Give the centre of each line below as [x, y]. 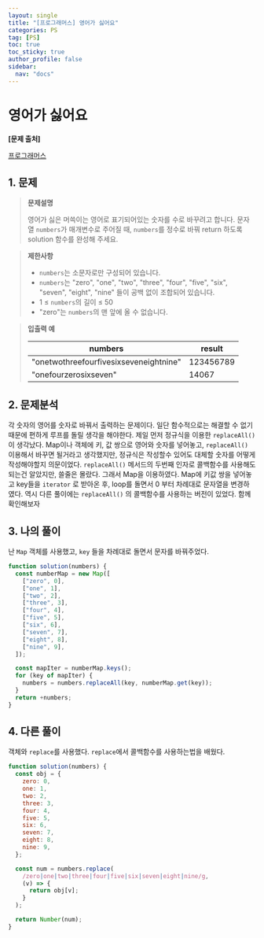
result [212, 349]
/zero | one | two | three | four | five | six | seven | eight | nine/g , [116, 876]
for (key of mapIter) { [54, 676]
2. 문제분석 [33, 405]
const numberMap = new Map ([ [63, 574]
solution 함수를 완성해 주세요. [73, 239]
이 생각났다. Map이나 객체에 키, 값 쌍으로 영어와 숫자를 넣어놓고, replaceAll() [128, 445]
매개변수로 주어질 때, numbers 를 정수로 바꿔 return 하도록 [156, 230]
